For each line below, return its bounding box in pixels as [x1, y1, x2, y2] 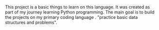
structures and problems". [5, 19, 57, 25]
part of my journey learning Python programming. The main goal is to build [5, 9, 155, 15]
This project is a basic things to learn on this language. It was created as [5, 4, 150, 10]
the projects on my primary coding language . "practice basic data [5, 15, 138, 20]
